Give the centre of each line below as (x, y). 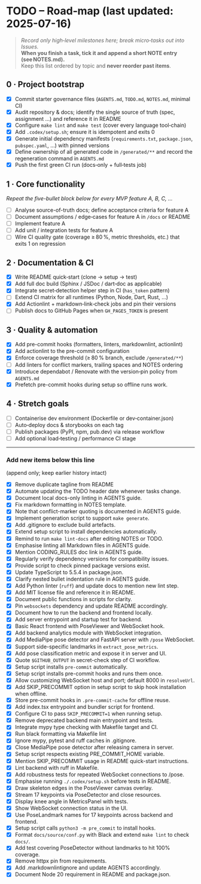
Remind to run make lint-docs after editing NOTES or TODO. (89, 538)
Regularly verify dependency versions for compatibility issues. (92, 559)
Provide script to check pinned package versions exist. (83, 565)
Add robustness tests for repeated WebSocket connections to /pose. (99, 774)
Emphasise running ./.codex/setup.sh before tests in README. (93, 781)
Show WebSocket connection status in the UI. (71, 808)
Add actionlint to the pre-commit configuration (72, 351)
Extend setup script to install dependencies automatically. (86, 532)
